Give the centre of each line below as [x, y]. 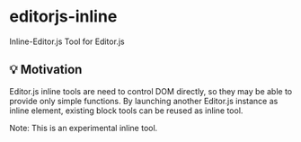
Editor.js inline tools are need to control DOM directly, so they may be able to [151, 91]
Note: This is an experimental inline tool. [84, 128]
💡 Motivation [46, 70]
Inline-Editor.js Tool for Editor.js [67, 41]
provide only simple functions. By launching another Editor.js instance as [144, 101]
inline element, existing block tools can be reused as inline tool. [126, 111]
